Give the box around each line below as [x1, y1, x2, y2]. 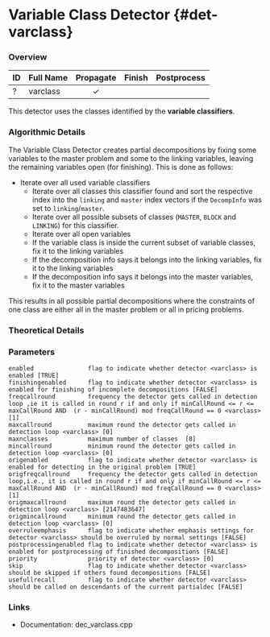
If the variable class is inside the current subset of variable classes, [31, 238, 256, 247]
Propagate [75, 72, 117, 84]
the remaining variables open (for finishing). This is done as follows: [8, 162, 234, 172]
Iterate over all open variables [31, 229, 131, 238]
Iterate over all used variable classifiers [19, 177, 151, 187]
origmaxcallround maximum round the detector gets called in [8, 498, 236, 507]
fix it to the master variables [31, 280, 125, 290]
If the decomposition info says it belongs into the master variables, [31, 271, 254, 281]
